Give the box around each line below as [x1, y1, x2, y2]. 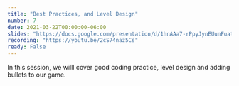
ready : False [7, 43, 46, 50]
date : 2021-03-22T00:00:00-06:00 [7, 23, 107, 31]
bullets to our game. [7, 70, 66, 79]
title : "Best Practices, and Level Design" [7, 10, 139, 18]
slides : [7, 30, 31, 38]
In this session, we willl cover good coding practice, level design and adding [7, 63, 230, 71]
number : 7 [7, 17, 37, 24]
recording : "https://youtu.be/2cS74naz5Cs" [7, 37, 139, 44]
